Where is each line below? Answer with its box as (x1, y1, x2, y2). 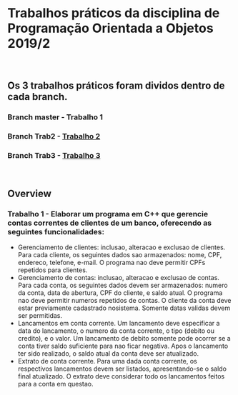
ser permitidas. (17, 311, 63, 320)
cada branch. (7, 91, 68, 103)
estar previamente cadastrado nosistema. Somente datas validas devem (17, 304, 231, 312)
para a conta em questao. (17, 380, 94, 389)
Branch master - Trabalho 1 (7, 112, 104, 122)
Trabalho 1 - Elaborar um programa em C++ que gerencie (7, 209, 209, 219)
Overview (7, 187, 52, 199)
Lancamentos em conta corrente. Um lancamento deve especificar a (17, 319, 220, 328)
